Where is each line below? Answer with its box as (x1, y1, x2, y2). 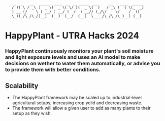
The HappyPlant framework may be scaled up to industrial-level (12, 94, 142, 100)
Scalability (5, 81, 38, 90)
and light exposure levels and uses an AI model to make (5, 54, 140, 61)
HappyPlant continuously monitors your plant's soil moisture (5, 48, 154, 55)
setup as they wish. (12, 110, 52, 116)
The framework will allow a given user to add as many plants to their (12, 105, 151, 111)
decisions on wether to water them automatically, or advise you (5, 60, 161, 67)
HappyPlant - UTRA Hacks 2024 (5, 30, 139, 41)
